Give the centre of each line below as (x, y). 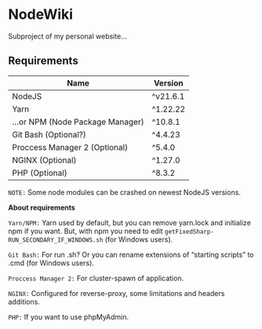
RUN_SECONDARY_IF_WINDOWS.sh (56, 240)
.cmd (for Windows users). (51, 263)
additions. (24, 302)
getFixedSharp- (189, 232)
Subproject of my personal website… (67, 36)
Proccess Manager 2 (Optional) (70, 147)
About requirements (42, 207)
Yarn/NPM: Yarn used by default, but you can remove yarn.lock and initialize (129, 222)
